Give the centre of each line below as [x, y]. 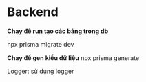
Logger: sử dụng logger [41, 71]
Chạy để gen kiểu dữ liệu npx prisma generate [73, 58]
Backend [33, 12]
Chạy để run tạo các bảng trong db [58, 31]
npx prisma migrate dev [41, 44]
